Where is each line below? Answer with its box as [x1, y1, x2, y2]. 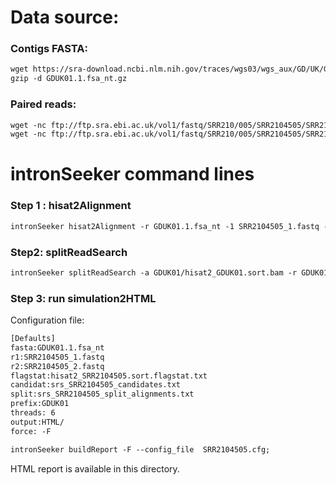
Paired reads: [10, 97, 77, 111]
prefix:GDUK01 [10, 399, 70, 409]
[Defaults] [10, 334, 56, 344]
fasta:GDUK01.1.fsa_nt [10, 342, 105, 353]
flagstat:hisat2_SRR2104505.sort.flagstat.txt [10, 371, 208, 381]
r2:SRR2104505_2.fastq [10, 361, 105, 371]
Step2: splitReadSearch [10, 245, 128, 259]
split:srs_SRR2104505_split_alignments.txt [10, 389, 195, 400]
